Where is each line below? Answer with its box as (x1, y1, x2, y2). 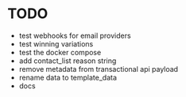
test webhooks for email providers (18, 31, 132, 40)
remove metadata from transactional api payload (18, 64, 179, 73)
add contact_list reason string (18, 56, 117, 65)
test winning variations (18, 39, 94, 48)
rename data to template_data (18, 73, 117, 82)
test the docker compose (18, 47, 102, 57)
